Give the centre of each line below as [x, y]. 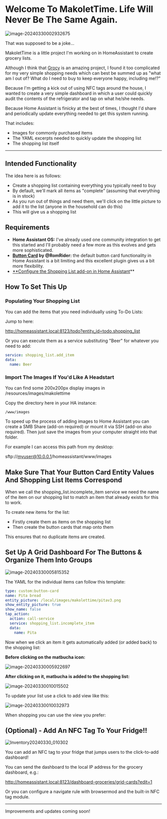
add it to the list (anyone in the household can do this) [67, 206]
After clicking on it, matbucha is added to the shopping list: [67, 676]
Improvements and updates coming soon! [48, 811]
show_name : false [23, 609]
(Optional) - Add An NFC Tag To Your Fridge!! [76, 730]
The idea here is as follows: [33, 176]
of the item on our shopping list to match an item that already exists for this [82, 497]
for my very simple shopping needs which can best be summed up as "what [83, 73]
